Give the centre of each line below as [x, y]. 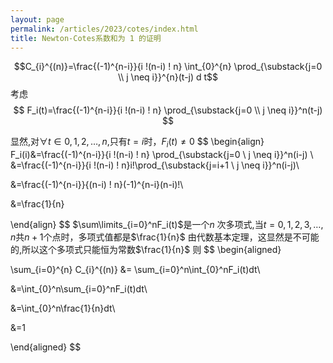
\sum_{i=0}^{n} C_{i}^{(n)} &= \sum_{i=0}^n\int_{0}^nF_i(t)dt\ [135, 270]
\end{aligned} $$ [46, 347]
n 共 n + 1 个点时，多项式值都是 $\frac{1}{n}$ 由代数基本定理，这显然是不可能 [165, 237]
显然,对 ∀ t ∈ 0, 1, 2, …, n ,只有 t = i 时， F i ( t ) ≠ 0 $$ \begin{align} [137, 143]
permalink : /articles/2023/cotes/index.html [104, 29]
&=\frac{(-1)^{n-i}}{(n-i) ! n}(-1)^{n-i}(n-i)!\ [97, 185]
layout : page [37, 19]
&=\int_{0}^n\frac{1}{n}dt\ [63, 308]
